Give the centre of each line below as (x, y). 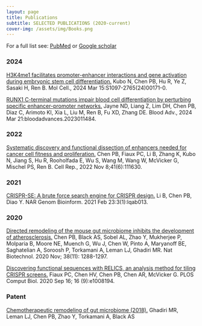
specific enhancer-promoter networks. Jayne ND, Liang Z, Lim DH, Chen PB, (101, 106)
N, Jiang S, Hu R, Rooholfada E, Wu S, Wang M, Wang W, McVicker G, (93, 160)
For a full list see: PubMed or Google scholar (62, 46)
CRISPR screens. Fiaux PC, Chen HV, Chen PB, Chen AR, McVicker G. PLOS (100, 275)
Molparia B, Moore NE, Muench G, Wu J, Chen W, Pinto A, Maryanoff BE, (96, 244)
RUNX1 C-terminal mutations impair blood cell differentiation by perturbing (99, 99)
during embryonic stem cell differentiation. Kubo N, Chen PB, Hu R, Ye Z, (96, 81)
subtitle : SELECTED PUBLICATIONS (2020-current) (68, 23)
